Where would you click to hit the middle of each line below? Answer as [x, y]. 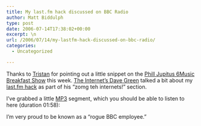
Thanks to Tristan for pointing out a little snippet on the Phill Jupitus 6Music [100, 74]
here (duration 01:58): [33, 105]
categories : [21, 46]
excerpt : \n [21, 35]
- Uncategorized [32, 51]
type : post [20, 23]
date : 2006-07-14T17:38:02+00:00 [48, 29]
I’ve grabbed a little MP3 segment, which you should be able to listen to [95, 98]
